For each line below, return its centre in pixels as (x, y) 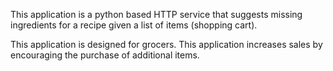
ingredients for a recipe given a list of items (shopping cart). (134, 25)
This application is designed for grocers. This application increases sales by (166, 44)
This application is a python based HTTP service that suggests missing (156, 14)
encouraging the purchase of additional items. (105, 55)
